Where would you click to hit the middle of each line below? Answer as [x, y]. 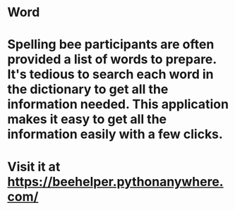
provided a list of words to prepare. [112, 60]
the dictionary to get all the [88, 89]
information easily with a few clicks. [115, 134]
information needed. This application [118, 105]
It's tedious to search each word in [110, 74]
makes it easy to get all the [87, 119]
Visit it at [34, 167]
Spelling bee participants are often [111, 45]
